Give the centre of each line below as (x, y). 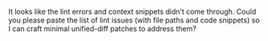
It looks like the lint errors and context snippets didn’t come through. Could (132, 12)
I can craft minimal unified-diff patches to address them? (103, 29)
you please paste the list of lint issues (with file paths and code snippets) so (134, 20)
